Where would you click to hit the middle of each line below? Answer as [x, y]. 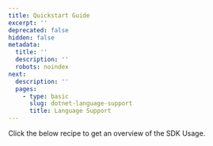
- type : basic [46, 96]
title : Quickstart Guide [49, 15]
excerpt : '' [28, 23]
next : [17, 74]
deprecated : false [38, 30]
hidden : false [32, 37]
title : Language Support [70, 111]
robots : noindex [42, 67]
